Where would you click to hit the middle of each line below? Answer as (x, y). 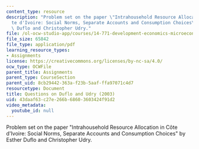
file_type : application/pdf (41, 45)
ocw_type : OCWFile (29, 67)
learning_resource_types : (38, 50)
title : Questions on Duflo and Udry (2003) (61, 94)
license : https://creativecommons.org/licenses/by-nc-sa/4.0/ (84, 61)
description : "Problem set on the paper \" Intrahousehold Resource (91, 17)
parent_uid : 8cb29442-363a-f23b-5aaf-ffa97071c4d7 (70, 83)
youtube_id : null (33, 111)
